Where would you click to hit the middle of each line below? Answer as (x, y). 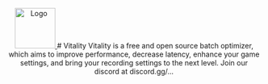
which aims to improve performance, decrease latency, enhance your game (134, 54)
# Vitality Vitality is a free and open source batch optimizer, (155, 46)
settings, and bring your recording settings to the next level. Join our (134, 63)
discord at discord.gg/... (134, 71)
